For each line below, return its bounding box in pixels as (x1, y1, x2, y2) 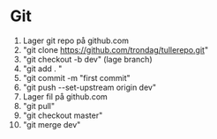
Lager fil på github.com (22, 91, 108, 102)
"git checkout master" (22, 110, 103, 121)
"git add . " (22, 63, 63, 74)
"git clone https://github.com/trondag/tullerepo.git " (22, 44, 209, 55)
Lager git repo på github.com (22, 35, 130, 46)
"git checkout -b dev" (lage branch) (22, 54, 153, 64)
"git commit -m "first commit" (22, 72, 131, 83)
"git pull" (22, 100, 56, 111)
